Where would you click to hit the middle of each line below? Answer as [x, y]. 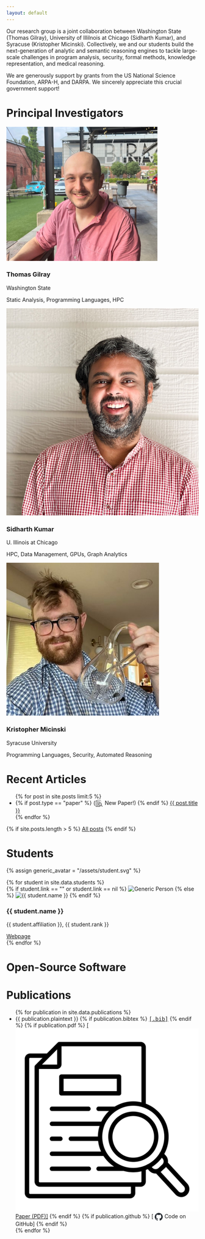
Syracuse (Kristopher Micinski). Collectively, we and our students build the [100, 44]
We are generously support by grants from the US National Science [91, 75]
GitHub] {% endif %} [41, 1224]
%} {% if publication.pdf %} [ [52, 1025]
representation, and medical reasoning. [56, 64]
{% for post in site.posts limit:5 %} [58, 796]
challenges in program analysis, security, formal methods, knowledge [109, 57]
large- [190, 50]
